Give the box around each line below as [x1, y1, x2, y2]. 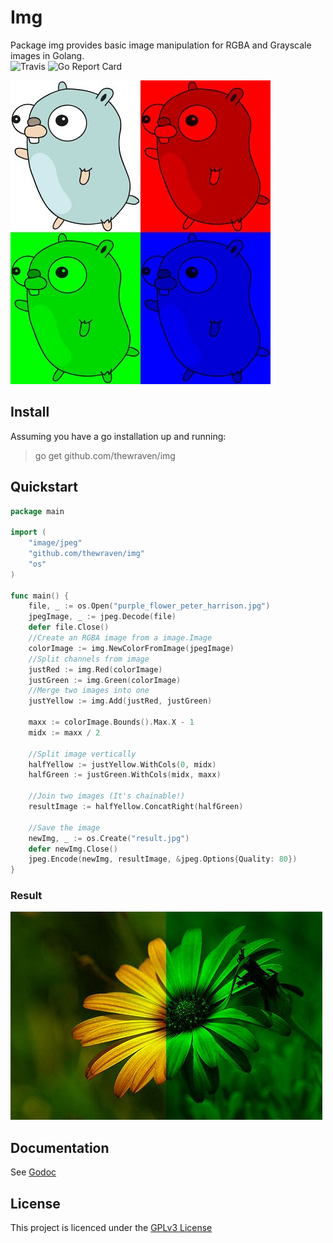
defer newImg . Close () [28, 844, 118, 854]
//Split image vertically [28, 749, 137, 759]
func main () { [10, 591, 70, 601]
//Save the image [28, 822, 101, 833]
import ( [10, 527, 47, 538]
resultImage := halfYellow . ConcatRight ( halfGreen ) [28, 802, 244, 812]
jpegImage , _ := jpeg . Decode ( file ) [28, 612, 177, 622]
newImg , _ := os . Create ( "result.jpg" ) [28, 833, 190, 843]
